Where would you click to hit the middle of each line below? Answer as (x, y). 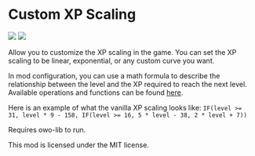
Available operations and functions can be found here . (96, 93)
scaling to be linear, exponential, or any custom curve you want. (111, 60)
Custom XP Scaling (72, 15)
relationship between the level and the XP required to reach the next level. (127, 84)
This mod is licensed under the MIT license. (78, 145)
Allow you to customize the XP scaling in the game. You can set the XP (122, 52)
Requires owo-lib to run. (47, 129)
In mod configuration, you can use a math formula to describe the (114, 75)
